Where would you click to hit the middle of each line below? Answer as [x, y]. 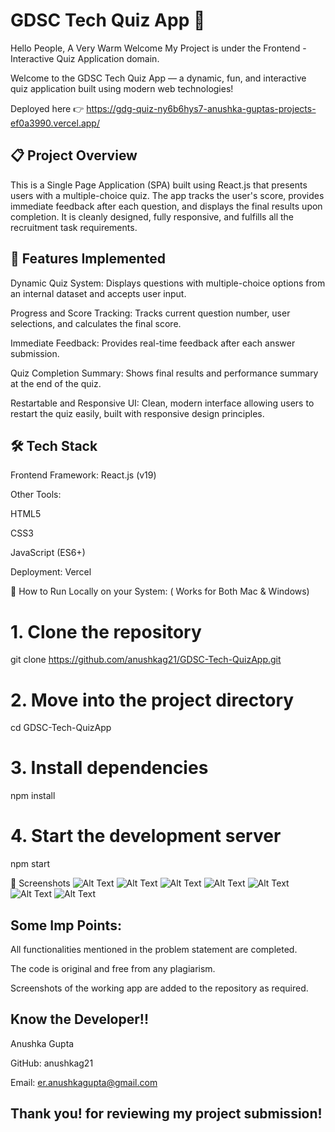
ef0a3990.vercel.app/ [55, 123]
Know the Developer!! [79, 1019]
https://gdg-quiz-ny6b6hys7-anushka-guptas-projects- [201, 108]
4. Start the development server [146, 836]
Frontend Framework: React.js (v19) [83, 475]
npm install [33, 796]
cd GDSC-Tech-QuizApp [61, 728]
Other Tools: [36, 495]
